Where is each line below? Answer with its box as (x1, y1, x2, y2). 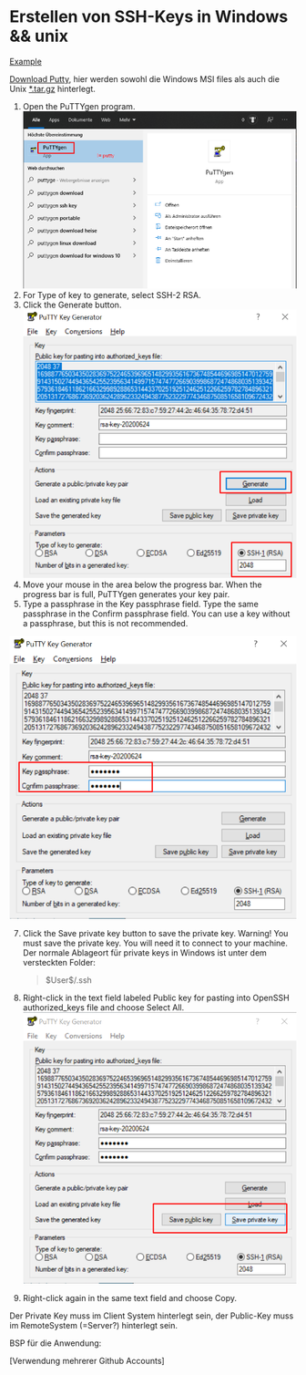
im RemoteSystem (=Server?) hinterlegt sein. (9, 1320, 178, 1331)
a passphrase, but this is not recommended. (22, 617, 189, 628)
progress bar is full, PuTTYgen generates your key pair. (22, 588, 230, 599)
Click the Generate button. (22, 299, 122, 310)
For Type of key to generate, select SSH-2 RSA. (22, 289, 202, 300)
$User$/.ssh (45, 975, 93, 986)
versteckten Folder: (22, 957, 96, 968)
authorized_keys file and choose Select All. (22, 1002, 185, 1013)
